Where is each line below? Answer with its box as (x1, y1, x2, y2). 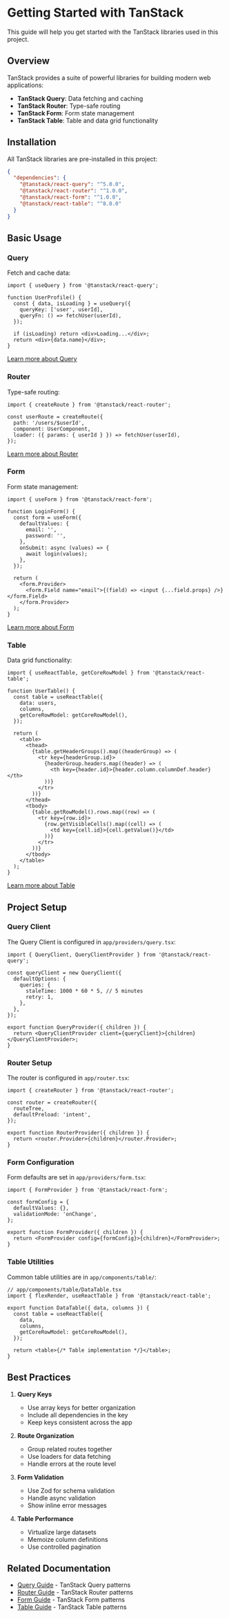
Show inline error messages (27, 1501, 107, 1509)
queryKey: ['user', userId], (19, 306, 103, 313)
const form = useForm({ (13, 514, 81, 521)
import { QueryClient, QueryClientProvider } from (7, 951, 156, 958)
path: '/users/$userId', (13, 419, 85, 426)
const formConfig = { (7, 1199, 70, 1206)
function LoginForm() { (7, 508, 76, 515)
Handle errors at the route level (27, 1460, 116, 1468)
